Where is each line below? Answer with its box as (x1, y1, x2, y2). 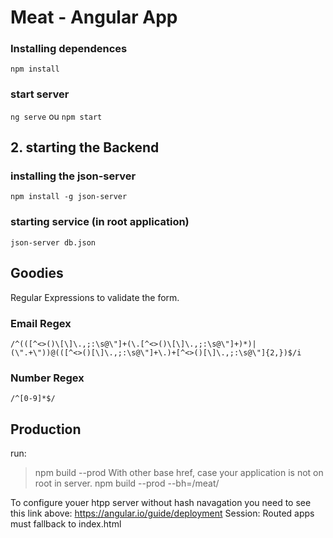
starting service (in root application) (10, 215, 190, 229)
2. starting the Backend (10, 139, 160, 156)
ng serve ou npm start (10, 110, 103, 122)
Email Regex (10, 316, 72, 330)
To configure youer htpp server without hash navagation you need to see (10, 496, 312, 508)
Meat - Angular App (10, 6, 178, 29)
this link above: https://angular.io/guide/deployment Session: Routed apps (10, 507, 315, 519)
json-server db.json (10, 237, 97, 248)
